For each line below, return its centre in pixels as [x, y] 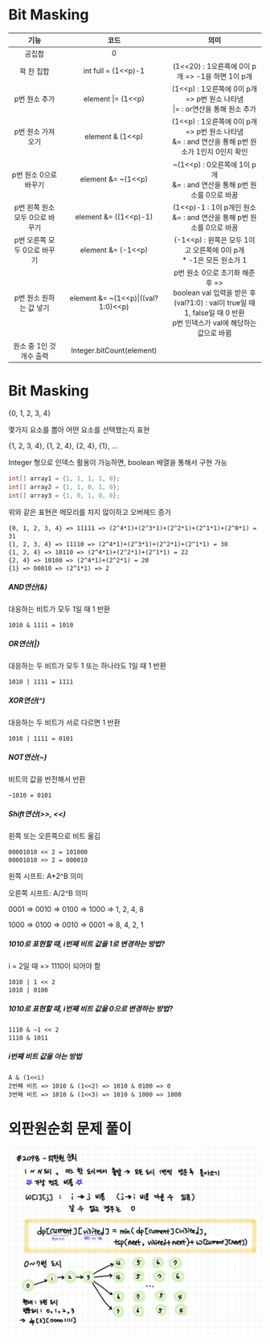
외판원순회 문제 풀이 [70, 1128]
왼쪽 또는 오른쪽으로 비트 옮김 [55, 835]
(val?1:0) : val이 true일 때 [215, 303]
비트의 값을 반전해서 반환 [47, 779]
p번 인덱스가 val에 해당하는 [215, 323]
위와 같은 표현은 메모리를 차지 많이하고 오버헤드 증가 [90, 512]
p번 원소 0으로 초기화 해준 [215, 273]
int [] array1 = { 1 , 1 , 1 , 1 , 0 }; [64, 479]
